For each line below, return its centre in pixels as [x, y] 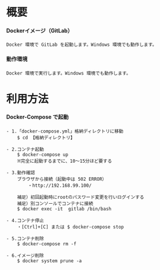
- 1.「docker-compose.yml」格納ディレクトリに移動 [65, 131]
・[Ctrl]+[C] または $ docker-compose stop [71, 227]
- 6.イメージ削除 [25, 256]
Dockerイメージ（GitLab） [40, 30]
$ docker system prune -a [50, 261]
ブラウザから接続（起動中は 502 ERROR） [62, 179]
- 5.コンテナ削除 [25, 239]
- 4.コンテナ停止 [25, 221]
